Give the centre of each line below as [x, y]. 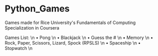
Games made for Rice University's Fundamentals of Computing [70, 22]
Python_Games [37, 9]
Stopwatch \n [19, 48]
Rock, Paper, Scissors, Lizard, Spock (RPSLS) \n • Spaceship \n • [73, 42]
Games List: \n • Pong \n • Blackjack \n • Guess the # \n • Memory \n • [79, 37]
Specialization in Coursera [32, 27]
